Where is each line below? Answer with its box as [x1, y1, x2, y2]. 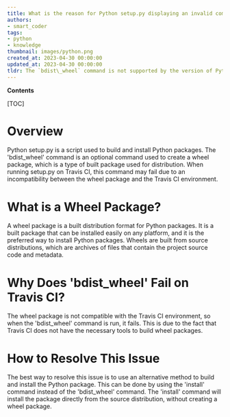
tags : [7, 29, 23, 36]
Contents [7, 86, 34, 94]
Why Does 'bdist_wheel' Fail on [7, 275, 190, 290]
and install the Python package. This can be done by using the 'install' [7, 381, 205, 389]
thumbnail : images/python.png [7, 49, 94, 55]
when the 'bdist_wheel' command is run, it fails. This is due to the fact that [7, 319, 217, 327]
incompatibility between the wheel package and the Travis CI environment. [7, 175, 218, 184]
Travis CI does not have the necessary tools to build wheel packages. [7, 327, 203, 335]
